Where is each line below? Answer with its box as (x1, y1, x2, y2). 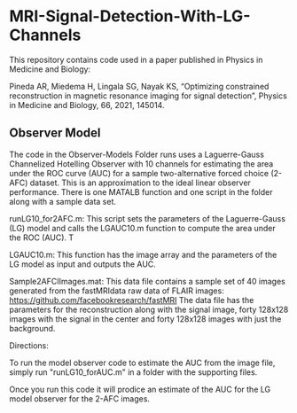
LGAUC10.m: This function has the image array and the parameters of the (9, 249, 277, 260)
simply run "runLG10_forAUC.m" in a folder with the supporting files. (9, 366, 258, 378)
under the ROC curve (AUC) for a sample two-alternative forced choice (9, 168, 269, 178)
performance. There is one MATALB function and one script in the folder (9, 186, 273, 197)
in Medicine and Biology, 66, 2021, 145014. (9, 99, 165, 110)
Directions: (9, 339, 49, 351)
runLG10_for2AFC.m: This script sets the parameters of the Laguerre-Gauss (9, 213, 286, 223)
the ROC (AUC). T (9, 232, 74, 243)
